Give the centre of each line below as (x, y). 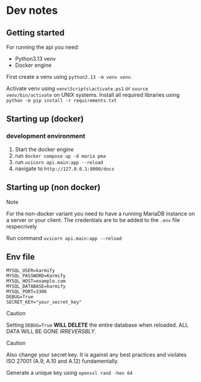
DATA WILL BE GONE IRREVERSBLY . (51, 331)
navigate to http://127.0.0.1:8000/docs (64, 168)
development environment (46, 136)
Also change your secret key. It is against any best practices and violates (97, 355)
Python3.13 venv (35, 59)
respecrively (22, 226)
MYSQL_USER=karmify (31, 271)
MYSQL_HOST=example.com (36, 281)
